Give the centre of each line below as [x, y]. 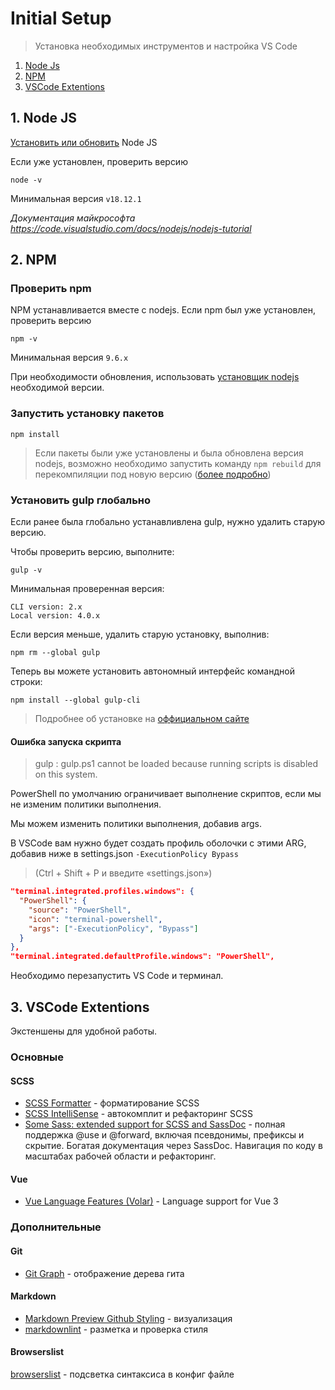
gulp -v [26, 570]
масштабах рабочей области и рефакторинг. [120, 1156]
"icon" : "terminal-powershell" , [95, 919]
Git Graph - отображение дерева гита [104, 1273]
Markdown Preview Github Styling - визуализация [128, 1318]
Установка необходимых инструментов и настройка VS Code [166, 46]
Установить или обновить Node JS [84, 142]
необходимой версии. [57, 388]
